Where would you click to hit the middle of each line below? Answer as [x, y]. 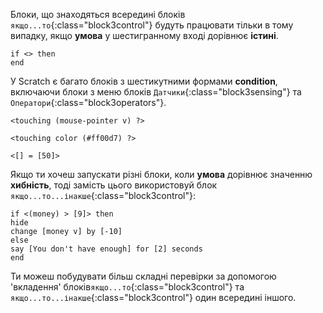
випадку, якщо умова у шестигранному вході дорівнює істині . [144, 35]
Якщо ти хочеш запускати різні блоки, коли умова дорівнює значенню [161, 174]
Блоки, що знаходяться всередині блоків [98, 14]
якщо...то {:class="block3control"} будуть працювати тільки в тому [152, 25]
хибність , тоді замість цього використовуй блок [114, 185]
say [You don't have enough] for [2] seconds [106, 249]
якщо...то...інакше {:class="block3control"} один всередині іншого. [153, 297]
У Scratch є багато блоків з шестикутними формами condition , [144, 81]
